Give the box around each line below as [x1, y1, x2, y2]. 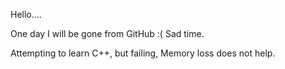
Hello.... [10, 9, 42, 20]
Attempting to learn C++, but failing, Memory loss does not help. [10, 47, 276, 59]
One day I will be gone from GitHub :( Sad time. [10, 28, 205, 39]
